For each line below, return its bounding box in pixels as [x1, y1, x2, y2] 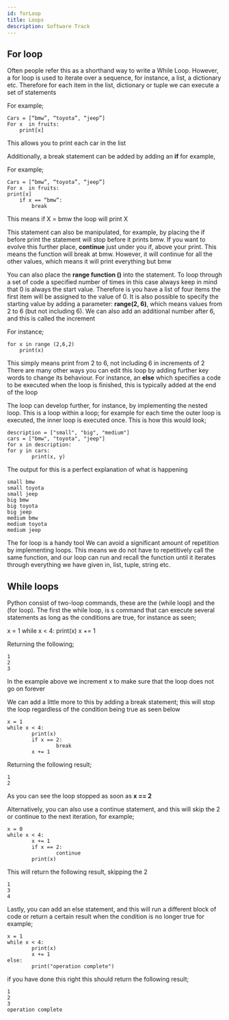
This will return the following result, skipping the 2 [7, 868, 148, 876]
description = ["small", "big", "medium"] [7, 430, 130, 437]
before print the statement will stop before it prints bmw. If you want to [7, 235, 206, 244]
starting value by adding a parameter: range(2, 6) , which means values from [7, 300, 223, 308]
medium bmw [7, 515, 38, 522]
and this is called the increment [7, 314, 96, 323]
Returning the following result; [7, 761, 92, 769]
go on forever [7, 684, 46, 693]
